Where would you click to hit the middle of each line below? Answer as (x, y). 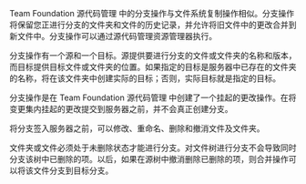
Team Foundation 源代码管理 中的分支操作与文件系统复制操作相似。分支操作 (152, 13)
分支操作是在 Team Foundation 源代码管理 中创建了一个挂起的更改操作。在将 (153, 97)
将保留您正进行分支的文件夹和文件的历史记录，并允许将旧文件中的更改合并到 (153, 25)
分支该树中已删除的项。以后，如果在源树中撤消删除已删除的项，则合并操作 (149, 159)
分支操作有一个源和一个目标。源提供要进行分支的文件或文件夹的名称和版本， (153, 56)
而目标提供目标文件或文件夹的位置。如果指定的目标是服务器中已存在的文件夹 (153, 67)
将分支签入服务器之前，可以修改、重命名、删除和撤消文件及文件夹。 (137, 128)
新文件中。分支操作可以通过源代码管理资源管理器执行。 (113, 36)
